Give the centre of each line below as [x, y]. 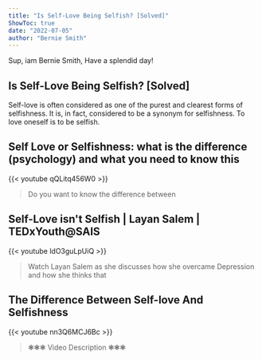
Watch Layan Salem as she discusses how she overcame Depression [141, 266]
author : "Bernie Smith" [48, 38]
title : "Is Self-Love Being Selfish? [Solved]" [89, 16]
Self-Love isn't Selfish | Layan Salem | [104, 219]
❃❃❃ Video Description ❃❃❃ [76, 347]
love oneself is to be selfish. [54, 122]
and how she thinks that [67, 275]
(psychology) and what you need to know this [124, 159]
